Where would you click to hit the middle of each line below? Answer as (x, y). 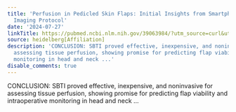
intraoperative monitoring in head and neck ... (73, 100)
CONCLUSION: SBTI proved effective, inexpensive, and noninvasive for (110, 85)
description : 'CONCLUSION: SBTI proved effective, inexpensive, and (110, 46)
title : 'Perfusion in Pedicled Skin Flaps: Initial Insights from (106, 14)
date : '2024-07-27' (36, 27)
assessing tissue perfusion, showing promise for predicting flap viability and (118, 93)
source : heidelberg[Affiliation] (56, 40)
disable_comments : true (42, 66)
